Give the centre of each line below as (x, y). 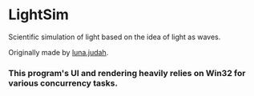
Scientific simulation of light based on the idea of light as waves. (115, 37)
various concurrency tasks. (63, 83)
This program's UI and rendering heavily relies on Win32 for (127, 73)
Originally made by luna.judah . (58, 52)
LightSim (39, 15)
